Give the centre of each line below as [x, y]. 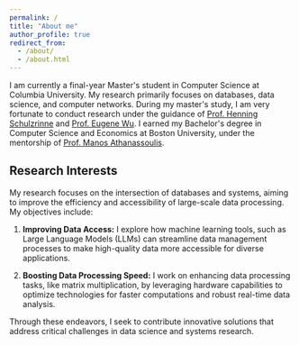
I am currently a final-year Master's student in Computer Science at [134, 85]
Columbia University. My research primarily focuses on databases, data [142, 95]
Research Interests [63, 171]
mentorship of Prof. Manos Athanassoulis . [87, 142]
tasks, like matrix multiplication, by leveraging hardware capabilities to [152, 285]
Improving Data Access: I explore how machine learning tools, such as [154, 229]
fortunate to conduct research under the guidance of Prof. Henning [134, 114]
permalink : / [34, 18]
